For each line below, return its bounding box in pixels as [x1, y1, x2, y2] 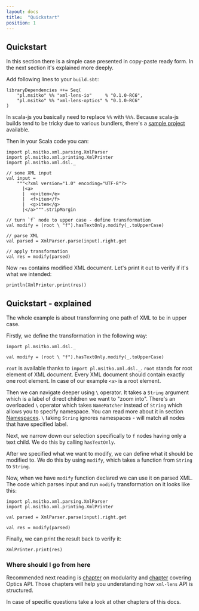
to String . [6, 463, 30, 469]
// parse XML [6, 233, 39, 239]
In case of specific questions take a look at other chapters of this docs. [6, 598, 181, 606]
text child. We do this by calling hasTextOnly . [6, 438, 115, 446]
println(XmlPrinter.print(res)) [6, 282, 87, 288]
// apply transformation [6, 248, 68, 254]
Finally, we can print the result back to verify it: [6, 535, 121, 542]
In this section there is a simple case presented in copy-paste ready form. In [6, 58, 194, 65]
